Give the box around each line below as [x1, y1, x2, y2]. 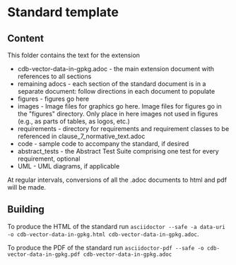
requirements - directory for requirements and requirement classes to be [17, 125, 230, 132]
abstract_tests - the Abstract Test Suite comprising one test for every [17, 147, 219, 155]
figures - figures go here [17, 94, 90, 103]
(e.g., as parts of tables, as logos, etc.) [17, 117, 131, 125]
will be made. [7, 183, 47, 191]
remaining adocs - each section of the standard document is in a [17, 80, 206, 88]
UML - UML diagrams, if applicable [17, 162, 120, 170]
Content [7, 32, 45, 44]
